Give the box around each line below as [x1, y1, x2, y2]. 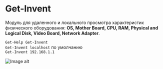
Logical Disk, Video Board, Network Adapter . [5, 30, 100, 36]
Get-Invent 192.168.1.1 [5, 49, 55, 54]
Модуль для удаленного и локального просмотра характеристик [5, 19, 144, 25]
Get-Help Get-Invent [5, 39, 48, 45]
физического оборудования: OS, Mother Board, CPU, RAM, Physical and [5, 24, 158, 30]
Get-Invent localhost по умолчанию [5, 44, 83, 50]
